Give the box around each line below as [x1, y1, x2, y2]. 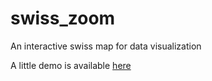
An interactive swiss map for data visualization [10, 40, 202, 52]
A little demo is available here [10, 59, 132, 71]
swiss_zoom [10, 7, 116, 30]
